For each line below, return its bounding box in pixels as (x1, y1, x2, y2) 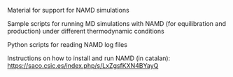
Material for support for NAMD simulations (7, 6, 129, 14)
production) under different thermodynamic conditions (7, 27, 164, 35)
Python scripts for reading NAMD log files (7, 41, 128, 48)
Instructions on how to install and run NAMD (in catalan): (7, 54, 171, 62)
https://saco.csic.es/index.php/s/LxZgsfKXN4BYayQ (7, 62, 159, 69)
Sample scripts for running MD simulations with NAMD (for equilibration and (7, 20, 226, 27)
